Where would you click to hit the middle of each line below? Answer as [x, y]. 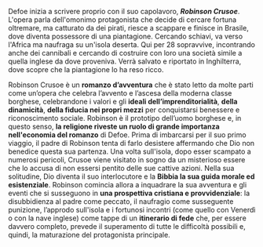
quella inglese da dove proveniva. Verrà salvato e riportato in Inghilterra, [125, 61]
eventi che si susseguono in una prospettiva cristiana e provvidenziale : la [129, 193]
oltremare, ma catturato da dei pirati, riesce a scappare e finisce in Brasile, [128, 28]
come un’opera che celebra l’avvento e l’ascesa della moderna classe [120, 93]
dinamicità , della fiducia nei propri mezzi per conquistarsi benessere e [124, 110]
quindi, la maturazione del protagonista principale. [89, 235]
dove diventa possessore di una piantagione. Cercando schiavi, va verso [126, 36]
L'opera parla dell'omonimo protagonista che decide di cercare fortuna [122, 20]
